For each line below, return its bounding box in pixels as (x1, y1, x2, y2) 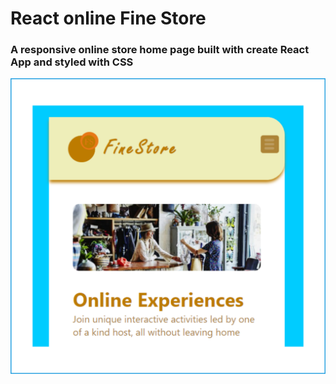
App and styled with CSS (10, 55, 134, 69)
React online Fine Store (10, 7, 207, 30)
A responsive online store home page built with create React (10, 43, 310, 57)
